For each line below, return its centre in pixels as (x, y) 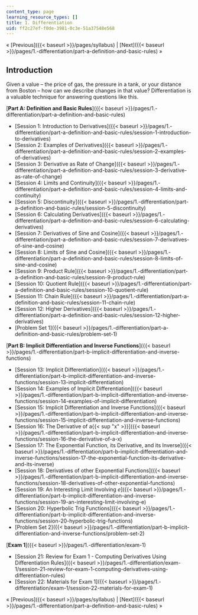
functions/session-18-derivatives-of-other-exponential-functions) (95, 483)
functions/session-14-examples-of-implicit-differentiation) (86, 401)
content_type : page (30, 12)
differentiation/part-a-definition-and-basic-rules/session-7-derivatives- (102, 240)
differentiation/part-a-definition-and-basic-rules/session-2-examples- (100, 151)
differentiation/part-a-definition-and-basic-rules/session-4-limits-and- (101, 189)
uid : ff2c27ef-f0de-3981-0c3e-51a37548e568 (61, 28)
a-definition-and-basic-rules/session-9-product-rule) (80, 278)
